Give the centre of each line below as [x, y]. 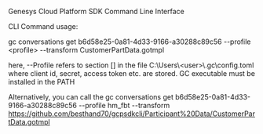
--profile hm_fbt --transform [124, 105]
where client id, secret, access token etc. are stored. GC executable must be [131, 73]
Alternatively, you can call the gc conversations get [91, 97]
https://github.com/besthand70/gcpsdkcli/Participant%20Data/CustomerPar [131, 114]
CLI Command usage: [43, 26]
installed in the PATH [42, 82]
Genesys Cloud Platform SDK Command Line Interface [96, 11]
